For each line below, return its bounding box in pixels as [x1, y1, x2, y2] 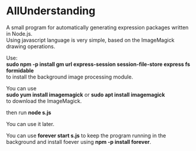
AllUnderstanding [6, 4, 96, 18]
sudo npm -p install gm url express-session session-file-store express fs [6, 61, 191, 68]
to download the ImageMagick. [6, 97, 82, 105]
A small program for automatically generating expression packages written [6, 24, 189, 31]
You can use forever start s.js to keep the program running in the [6, 132, 166, 139]
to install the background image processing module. [6, 73, 134, 80]
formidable [6, 67, 34, 74]
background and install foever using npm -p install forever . [6, 138, 151, 145]
